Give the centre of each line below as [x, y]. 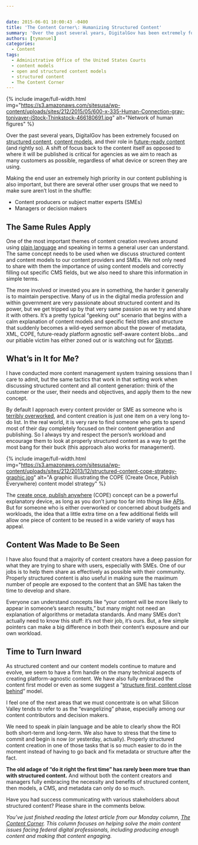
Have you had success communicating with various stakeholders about [93, 799]
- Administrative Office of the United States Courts [79, 60]
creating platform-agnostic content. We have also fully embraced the [90, 678]
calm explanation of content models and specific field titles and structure [95, 321]
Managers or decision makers [51, 208]
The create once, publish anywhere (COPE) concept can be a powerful [92, 495]
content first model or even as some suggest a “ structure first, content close [99, 685]
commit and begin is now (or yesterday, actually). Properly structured [90, 739]
